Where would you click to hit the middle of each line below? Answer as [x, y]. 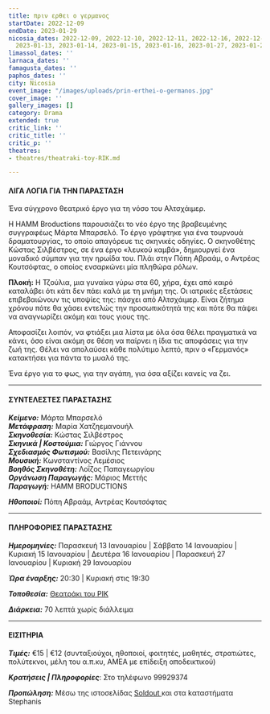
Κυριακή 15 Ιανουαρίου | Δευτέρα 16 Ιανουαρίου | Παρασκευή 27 [117, 554]
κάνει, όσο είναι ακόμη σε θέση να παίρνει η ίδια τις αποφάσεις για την [128, 341]
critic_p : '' [30, 143]
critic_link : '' [35, 128]
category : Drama [35, 113]
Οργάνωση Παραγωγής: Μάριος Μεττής [78, 477]
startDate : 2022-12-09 [46, 23]
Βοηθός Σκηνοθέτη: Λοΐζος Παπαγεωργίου [82, 468]
